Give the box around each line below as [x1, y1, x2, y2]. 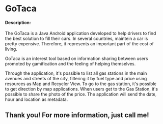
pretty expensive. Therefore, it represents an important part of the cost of [5, 41, 154, 47]
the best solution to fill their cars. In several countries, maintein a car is [5, 35, 148, 42]
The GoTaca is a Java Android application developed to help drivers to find [5, 31, 156, 36]
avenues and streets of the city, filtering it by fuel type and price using [5, 76, 147, 82]
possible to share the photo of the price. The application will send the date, [5, 92, 157, 97]
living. [5, 46, 17, 52]
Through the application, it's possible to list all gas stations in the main [5, 70, 147, 76]
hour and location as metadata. [5, 96, 68, 102]
